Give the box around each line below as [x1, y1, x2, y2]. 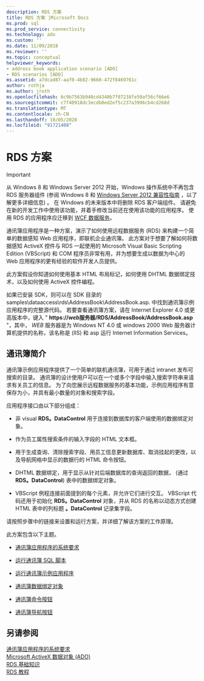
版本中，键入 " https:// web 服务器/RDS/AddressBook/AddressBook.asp [11, 314, 193, 321]
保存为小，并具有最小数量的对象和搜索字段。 [6, 388, 118, 396]
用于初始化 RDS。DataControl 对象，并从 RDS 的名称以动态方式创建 [25, 497, 197, 504]
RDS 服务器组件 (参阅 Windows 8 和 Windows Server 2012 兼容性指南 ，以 [6, 191, 192, 199]
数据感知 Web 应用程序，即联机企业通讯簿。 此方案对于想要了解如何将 [16, 235, 192, 242]
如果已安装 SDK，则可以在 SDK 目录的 [6, 291, 102, 299]
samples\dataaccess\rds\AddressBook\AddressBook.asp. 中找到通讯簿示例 [6, 299, 195, 306]
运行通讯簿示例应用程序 [15, 569, 74, 577]
